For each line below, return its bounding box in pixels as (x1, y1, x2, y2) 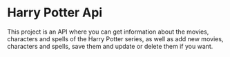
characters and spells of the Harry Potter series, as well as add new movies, (7, 34, 224, 43)
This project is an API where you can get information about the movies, (7, 27, 209, 36)
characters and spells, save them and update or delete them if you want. (7, 42, 213, 50)
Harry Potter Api (7, 5, 102, 21)
